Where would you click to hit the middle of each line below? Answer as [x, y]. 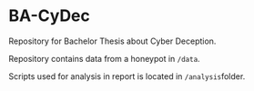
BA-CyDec [49, 16]
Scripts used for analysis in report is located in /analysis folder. [127, 76]
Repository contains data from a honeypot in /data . [105, 58]
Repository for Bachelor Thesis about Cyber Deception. [112, 41]
